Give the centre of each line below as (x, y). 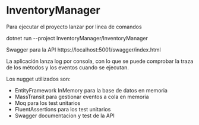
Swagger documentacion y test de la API (64, 116)
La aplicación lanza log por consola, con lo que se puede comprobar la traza (100, 61)
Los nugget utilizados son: (39, 79)
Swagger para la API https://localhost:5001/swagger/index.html (84, 49)
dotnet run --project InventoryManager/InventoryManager (77, 38)
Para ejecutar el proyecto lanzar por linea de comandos (74, 27)
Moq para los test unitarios (48, 103)
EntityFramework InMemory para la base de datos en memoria (91, 90)
